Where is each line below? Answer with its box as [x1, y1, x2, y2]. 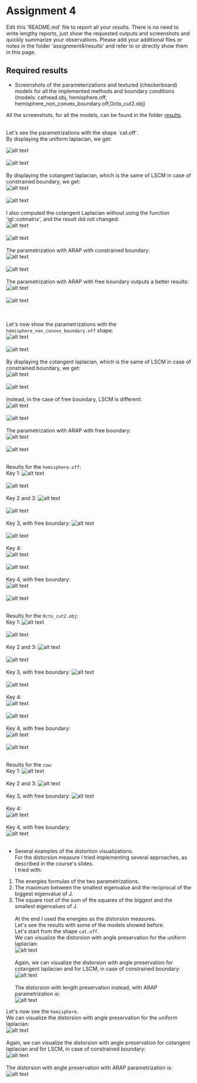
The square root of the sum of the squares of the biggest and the [14, 896, 172, 904]
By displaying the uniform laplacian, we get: [6, 135, 112, 142]
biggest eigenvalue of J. [14, 890, 74, 897]
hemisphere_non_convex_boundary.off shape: [6, 326, 113, 334]
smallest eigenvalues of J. [14, 902, 78, 909]
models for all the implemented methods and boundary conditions [14, 87, 175, 95]
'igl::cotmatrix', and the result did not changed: [6, 215, 119, 222]
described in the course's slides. [14, 860, 94, 867]
